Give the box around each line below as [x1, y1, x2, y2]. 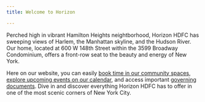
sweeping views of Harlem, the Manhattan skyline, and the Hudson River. [6, 37, 191, 45]
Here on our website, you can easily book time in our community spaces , [6, 69, 191, 77]
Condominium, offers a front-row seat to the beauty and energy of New [6, 50, 187, 58]
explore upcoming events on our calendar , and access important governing [6, 76, 196, 83]
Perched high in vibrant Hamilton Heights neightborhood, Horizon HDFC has [6, 31, 199, 39]
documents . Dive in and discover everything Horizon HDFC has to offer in [6, 82, 192, 90]
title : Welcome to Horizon [6, 9, 75, 15]
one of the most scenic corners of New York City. [6, 88, 131, 96]
